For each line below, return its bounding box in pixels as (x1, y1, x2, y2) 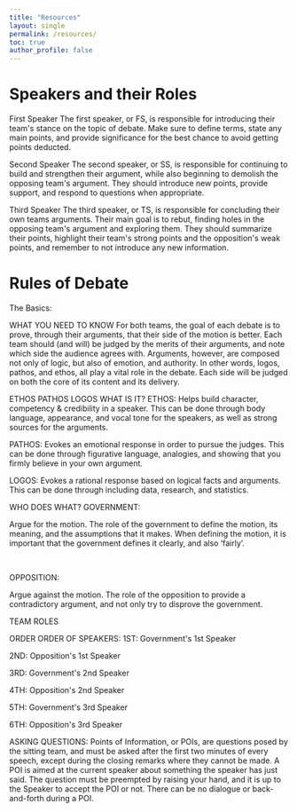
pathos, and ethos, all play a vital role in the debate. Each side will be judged (9, 367, 288, 377)
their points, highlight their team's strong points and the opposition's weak (9, 233, 281, 244)
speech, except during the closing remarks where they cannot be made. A (9, 755, 280, 766)
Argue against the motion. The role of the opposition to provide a (9, 589, 246, 600)
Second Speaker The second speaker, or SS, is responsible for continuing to (9, 159, 288, 169)
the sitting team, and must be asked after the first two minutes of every (9, 746, 269, 756)
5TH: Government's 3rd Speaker (9, 702, 129, 713)
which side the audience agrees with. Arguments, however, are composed (9, 348, 280, 359)
